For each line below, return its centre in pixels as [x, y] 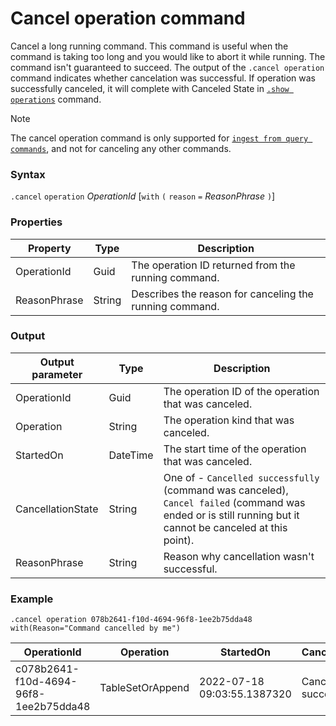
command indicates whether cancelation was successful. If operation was [163, 78]
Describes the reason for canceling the [222, 294]
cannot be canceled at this [225, 527]
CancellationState [57, 509]
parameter [57, 374]
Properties [36, 222]
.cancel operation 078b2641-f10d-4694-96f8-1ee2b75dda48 [131, 620]
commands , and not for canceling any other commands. [121, 148]
